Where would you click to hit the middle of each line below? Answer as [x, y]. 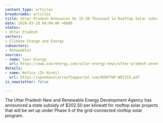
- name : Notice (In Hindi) [32, 73]
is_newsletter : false [27, 82]
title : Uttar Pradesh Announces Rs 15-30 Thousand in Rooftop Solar [76, 18]
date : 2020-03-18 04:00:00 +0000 [39, 23]
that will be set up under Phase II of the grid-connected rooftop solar [74, 110]
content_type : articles [29, 9]
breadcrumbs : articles [28, 14]
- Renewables [18, 50]
